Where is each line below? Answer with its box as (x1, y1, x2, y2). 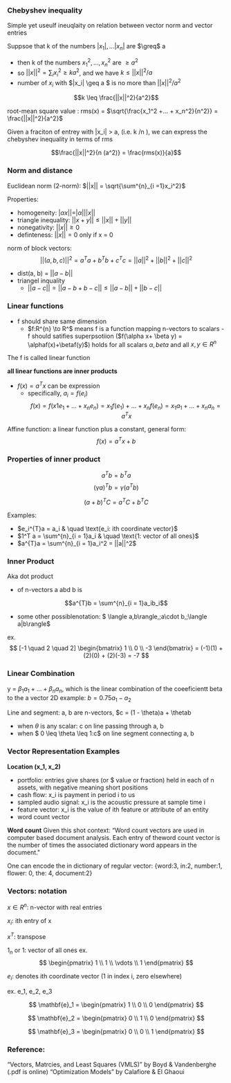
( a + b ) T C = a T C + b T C (84, 496, 149, 506)
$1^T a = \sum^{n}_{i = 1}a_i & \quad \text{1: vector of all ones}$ (17, 532, 199, 540)
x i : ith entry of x (7, 916, 52, 927)
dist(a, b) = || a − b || (17, 269, 73, 278)
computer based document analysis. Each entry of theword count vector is (7, 833, 221, 841)
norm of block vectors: (7, 244, 73, 252)
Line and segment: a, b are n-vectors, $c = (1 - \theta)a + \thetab (7, 708, 192, 717)
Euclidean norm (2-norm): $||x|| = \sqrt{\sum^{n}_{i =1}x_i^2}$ (7, 181, 186, 190)
